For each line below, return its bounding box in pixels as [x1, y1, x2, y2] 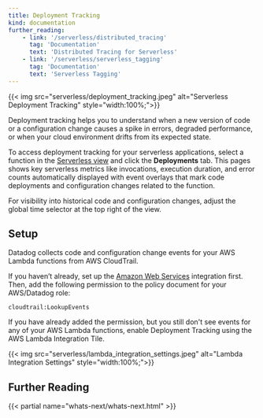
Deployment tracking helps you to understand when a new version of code [8, 115, 250, 124]
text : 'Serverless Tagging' [28, 70, 122, 78]
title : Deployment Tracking [8, 11, 101, 20]
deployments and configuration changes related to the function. [8, 180, 215, 190]
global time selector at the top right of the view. [8, 204, 161, 213]
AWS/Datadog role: [8, 288, 71, 298]
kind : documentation [8, 19, 76, 27]
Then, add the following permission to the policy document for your [8, 280, 227, 290]
